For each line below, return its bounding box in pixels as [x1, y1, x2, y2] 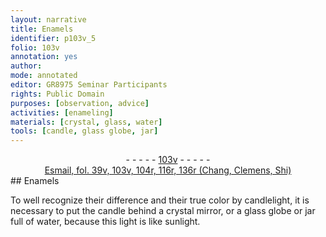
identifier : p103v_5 [10, 33, 97, 43]
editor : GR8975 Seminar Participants [10, 80, 168, 90]
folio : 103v [10, 42, 60, 53]
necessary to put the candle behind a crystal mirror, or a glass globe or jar [10, 205, 316, 217]
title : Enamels [10, 24, 74, 34]
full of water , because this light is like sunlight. [10, 216, 201, 228]
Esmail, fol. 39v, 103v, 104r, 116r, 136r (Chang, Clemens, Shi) [44, 164, 292, 176]
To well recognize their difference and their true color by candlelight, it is [10, 194, 310, 206]
